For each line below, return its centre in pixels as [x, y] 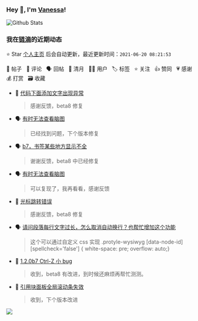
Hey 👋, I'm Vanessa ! [36, 10]
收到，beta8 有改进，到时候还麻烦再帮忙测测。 [88, 274]
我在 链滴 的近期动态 [34, 40]
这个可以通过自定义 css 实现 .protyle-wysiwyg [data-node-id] [106, 242]
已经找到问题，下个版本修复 [65, 133]
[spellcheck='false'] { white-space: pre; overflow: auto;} [100, 248]
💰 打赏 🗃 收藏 [26, 78]
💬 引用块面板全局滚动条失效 [49, 287]
